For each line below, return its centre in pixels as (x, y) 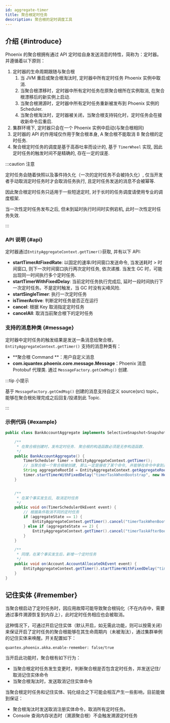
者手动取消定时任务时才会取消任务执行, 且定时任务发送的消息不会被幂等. (80, 181)
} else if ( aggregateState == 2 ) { (61, 526)
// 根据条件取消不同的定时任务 (51, 512)
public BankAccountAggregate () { (50, 456)
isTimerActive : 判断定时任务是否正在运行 (55, 301)
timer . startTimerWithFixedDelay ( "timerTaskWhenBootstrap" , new (91, 475)
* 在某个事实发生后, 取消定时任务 (47, 498)
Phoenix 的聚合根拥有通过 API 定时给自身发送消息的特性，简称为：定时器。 (83, 54)
